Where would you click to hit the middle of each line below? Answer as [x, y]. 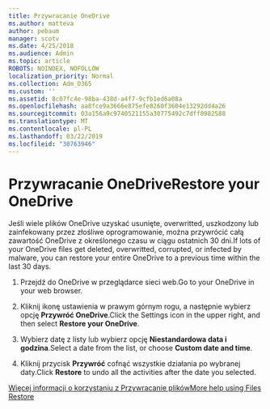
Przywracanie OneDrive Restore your [134, 184]
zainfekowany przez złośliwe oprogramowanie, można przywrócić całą [126, 232]
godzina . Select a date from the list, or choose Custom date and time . [136, 348]
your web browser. [51, 291]
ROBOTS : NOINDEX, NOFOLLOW [54, 69]
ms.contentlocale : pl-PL [50, 129]
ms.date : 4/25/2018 [41, 46]
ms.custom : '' [32, 91]
